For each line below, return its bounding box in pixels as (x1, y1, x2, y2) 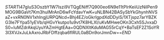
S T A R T (5, 4, 19, 10)
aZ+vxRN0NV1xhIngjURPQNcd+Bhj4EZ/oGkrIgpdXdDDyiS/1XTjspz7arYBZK (5, 14, 157, 20)
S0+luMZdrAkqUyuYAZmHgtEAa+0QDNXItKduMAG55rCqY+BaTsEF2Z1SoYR (5, 25, 160, 30)
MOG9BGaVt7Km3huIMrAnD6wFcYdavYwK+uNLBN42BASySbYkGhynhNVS (5, 9, 158, 15)
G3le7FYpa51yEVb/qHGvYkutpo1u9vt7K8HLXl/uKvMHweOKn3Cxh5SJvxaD (5, 19, 158, 25)
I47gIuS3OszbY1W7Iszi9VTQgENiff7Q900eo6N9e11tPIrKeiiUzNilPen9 (19, 4, 158, 10)
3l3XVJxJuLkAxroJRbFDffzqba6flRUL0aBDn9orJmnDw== (5, 30, 122, 35)
